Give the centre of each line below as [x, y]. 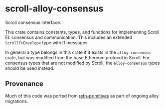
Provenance [24, 84]
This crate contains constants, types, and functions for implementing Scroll [82, 32]
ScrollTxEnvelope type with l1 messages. [47, 42]
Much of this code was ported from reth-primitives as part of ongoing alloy [82, 96]
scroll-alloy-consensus [54, 9]
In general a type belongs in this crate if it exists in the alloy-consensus [78, 52]
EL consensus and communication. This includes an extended [69, 37]
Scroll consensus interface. [33, 22]
